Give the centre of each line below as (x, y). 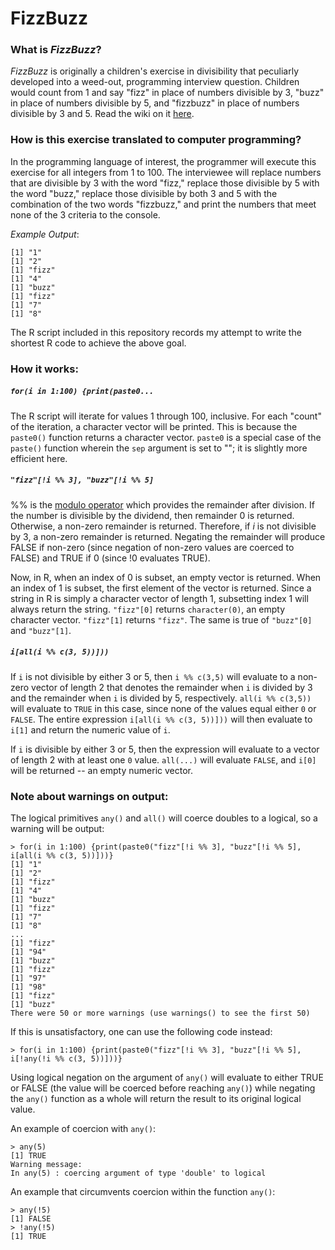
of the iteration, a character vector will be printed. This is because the (154, 426)
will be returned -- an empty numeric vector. (102, 770)
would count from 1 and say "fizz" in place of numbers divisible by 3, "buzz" (167, 93)
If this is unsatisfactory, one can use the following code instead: (141, 1031)
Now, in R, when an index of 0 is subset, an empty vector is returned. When (166, 577)
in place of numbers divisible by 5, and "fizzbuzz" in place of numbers (155, 103)
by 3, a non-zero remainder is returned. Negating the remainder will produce (168, 536)
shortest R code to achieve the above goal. (98, 343)
